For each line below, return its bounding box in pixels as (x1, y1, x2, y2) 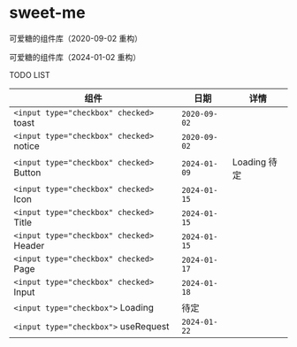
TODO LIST (9, 69, 50, 80)
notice (13, 140, 40, 152)
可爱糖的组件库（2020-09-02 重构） (9, 33, 143, 43)
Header (13, 239, 45, 251)
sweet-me (9, 3, 86, 23)
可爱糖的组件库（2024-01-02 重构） (9, 51, 141, 62)
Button (13, 166, 42, 179)
